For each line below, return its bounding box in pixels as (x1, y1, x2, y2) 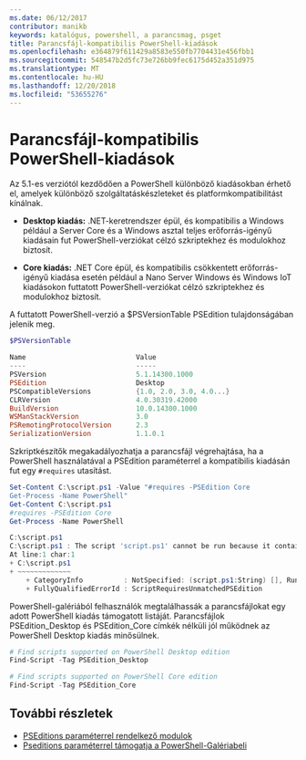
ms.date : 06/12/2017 (9, 13, 88, 23)
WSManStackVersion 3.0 (9, 412, 148, 422)
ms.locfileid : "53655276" (9, 89, 107, 99)
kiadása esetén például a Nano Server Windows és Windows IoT (50, 272, 292, 283)
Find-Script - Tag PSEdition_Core (9, 681, 137, 690)
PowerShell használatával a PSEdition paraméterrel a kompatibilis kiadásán (9, 455, 291, 466)
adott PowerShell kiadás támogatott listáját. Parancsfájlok (9, 610, 225, 621)
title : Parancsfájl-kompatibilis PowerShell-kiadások (9, 38, 219, 48)
